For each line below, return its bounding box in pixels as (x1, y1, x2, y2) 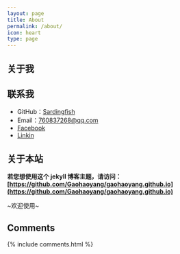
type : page (7, 36, 38, 43)
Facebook (16, 124, 46, 132)
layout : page (7, 10, 44, 17)
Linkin (16, 131, 34, 139)
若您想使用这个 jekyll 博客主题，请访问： (7, 172, 122, 181)
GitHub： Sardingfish (16, 108, 75, 116)
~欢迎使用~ (7, 202, 40, 210)
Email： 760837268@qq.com (16, 116, 99, 124)
